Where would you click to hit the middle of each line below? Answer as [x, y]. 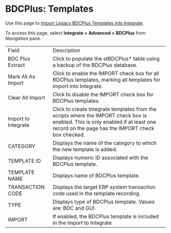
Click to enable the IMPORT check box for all [106, 73]
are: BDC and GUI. [74, 208]
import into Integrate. [78, 86]
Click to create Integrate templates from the [105, 109]
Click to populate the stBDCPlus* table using [106, 58]
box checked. [69, 134]
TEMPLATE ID [24, 160]
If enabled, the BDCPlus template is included [106, 216]
